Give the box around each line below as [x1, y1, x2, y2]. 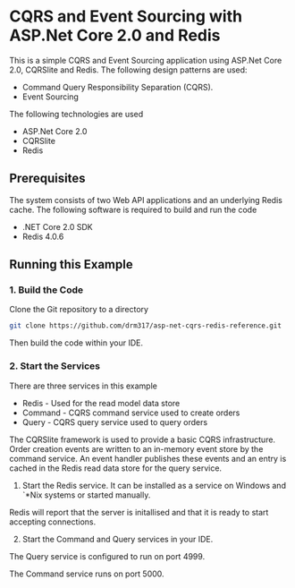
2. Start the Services [9, 360, 101, 372]
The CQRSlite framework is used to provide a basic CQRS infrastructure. [9, 434, 275, 445]
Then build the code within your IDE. [9, 337, 143, 348]
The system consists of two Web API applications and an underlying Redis [9, 194, 283, 205]
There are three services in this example [9, 380, 158, 391]
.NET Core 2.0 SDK [21, 221, 94, 232]
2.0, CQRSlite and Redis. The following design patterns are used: [9, 64, 248, 75]
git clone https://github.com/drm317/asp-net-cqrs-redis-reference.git [9, 321, 282, 330]
